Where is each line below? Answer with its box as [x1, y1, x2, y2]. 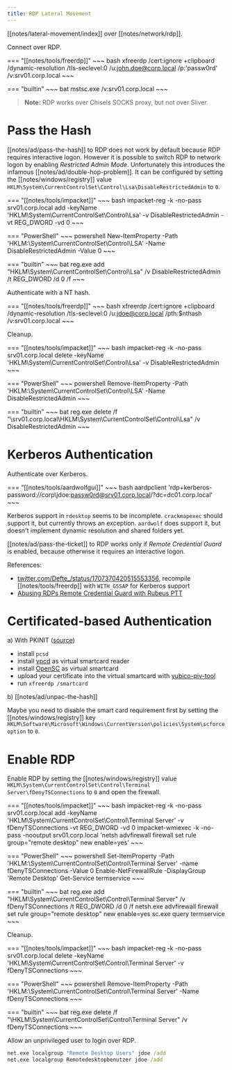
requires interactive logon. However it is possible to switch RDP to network [7, 152, 221, 161]
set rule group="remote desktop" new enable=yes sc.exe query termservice [7, 910, 226, 918]
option [7, 728, 26, 735]
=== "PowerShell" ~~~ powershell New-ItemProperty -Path [7, 231, 179, 240]
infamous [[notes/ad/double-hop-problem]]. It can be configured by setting [7, 168, 224, 176]
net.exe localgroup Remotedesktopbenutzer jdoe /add [7, 1056, 163, 1064]
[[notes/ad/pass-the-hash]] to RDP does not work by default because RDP [7, 145, 221, 154]
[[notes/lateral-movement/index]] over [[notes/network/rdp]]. [7, 29, 183, 38]
